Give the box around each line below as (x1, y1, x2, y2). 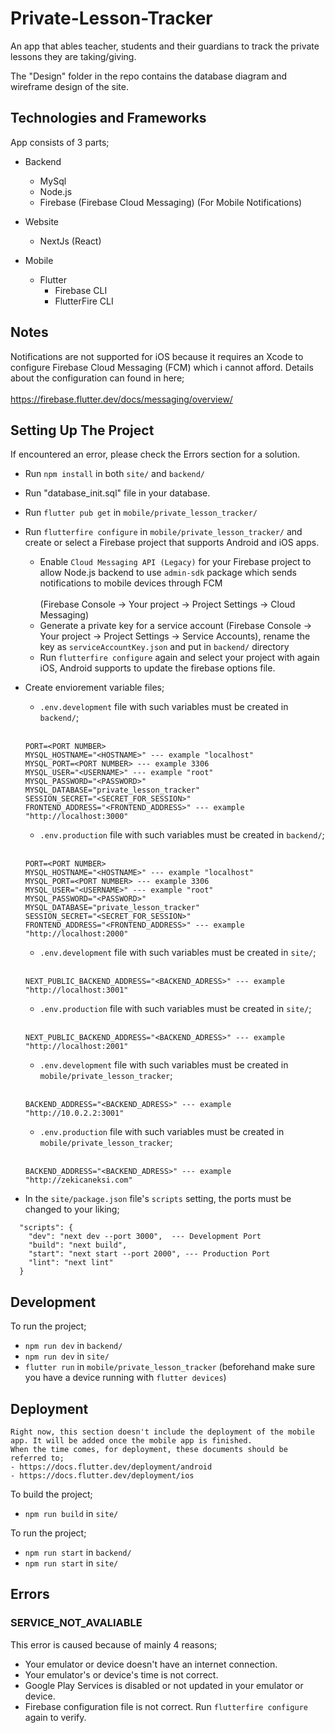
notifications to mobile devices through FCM (39, 577, 223, 589)
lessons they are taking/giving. (10, 50, 137, 62)
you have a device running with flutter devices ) (24, 1372, 227, 1384)
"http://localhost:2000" (24, 929, 129, 939)
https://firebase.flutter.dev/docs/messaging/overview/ (10, 393, 233, 405)
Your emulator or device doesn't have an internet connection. (24, 1658, 278, 1670)
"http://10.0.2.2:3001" (24, 1108, 125, 1119)
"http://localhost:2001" (24, 1042, 129, 1052)
